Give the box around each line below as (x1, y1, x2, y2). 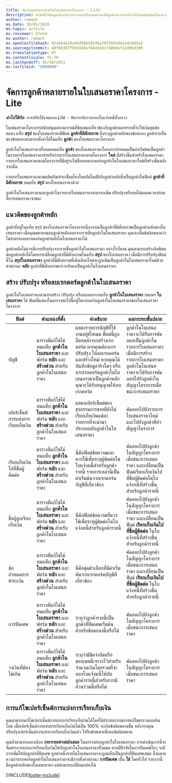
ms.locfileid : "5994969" (6, 64, 59, 69)
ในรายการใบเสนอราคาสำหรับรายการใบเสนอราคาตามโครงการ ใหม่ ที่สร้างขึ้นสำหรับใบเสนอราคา (6, 152, 164, 158)
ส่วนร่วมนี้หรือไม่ (75, 683, 107, 690)
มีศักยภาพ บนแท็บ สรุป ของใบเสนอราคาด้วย (6, 180, 79, 186)
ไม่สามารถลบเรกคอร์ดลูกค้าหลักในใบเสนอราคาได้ (6, 235, 88, 241)
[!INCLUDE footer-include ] (6, 772, 60, 778)
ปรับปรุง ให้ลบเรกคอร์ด (75, 349, 119, 357)
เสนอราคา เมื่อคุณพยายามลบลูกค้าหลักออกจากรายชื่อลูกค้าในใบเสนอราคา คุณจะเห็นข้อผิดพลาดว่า (6, 230, 166, 236)
